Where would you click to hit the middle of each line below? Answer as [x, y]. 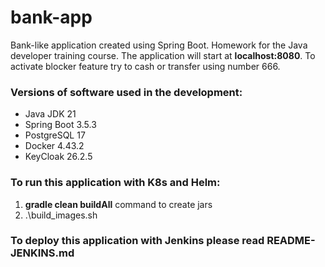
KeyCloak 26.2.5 [58, 157]
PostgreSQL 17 [55, 135]
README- [291, 241]
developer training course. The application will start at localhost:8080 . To [163, 55]
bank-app [51, 17]
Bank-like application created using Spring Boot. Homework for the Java [159, 45]
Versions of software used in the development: [126, 92]
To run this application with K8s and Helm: [115, 183]
